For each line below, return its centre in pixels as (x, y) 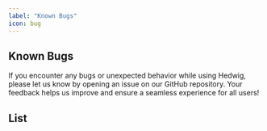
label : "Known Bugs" (43, 16)
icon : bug (25, 23)
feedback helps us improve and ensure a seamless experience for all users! (134, 93)
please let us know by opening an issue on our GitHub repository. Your (126, 84)
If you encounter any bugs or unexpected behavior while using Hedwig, (127, 76)
